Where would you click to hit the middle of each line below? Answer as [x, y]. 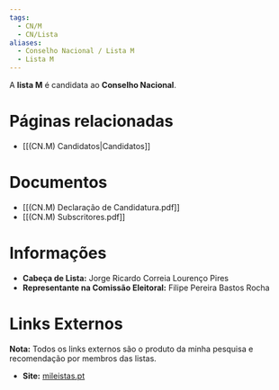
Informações [58, 253]
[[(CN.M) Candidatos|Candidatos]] [86, 146]
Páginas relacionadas [91, 121]
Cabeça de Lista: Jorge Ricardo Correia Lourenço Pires [126, 278]
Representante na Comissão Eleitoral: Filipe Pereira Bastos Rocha [146, 288]
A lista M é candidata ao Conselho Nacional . [93, 85]
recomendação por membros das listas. [83, 358]
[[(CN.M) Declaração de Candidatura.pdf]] [101, 207]
